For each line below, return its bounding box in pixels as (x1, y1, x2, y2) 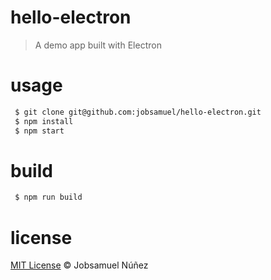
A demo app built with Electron (34, 39, 162, 51)
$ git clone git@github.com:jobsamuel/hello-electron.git (14, 107, 262, 117)
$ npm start (14, 126, 65, 136)
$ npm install (14, 116, 74, 126)
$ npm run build (14, 192, 83, 203)
